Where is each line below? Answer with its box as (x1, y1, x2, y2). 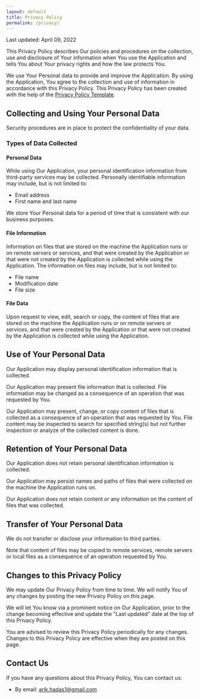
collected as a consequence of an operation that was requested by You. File (6, 413, 193, 421)
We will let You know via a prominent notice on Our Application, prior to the (6, 604, 190, 611)
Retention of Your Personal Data (6, 443, 127, 454)
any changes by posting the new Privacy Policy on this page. (6, 592, 156, 599)
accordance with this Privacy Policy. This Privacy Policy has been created (6, 85, 187, 92)
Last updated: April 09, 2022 (6, 36, 77, 44)
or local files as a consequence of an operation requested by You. (6, 553, 168, 560)
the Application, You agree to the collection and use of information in (6, 78, 175, 85)
